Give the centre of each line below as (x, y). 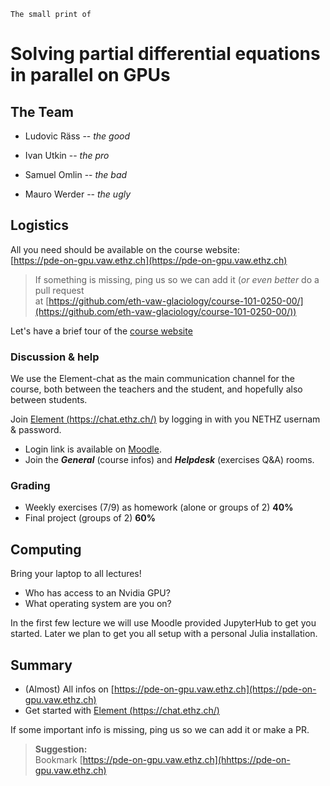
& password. (36, 430)
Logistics (39, 225)
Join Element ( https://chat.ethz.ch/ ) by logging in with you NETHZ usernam (165, 419)
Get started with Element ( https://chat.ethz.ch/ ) (122, 711)
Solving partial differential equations (165, 54)
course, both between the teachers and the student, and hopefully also (156, 389)
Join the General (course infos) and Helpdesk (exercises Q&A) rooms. (169, 460)
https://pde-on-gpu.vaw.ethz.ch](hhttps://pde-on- (186, 760)
